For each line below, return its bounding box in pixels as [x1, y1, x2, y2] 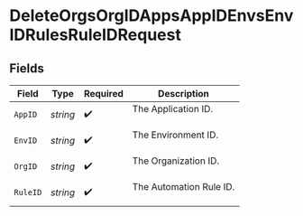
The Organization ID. [132, 155, 220, 167]
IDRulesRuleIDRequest [9, 24, 182, 45]
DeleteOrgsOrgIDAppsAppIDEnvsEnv [9, 5, 294, 26]
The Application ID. [132, 103, 214, 115]
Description [157, 88, 210, 99]
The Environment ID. [132, 128, 219, 141]
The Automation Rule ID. [132, 181, 235, 193]
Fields [9, 61, 45, 76]
